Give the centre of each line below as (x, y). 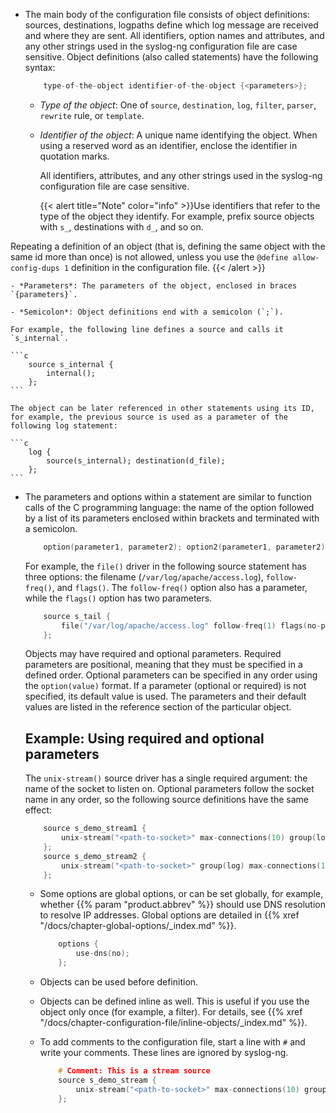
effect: (38, 810)
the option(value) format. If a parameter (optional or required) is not (165, 686)
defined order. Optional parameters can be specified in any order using (171, 675)
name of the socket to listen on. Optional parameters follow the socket (169, 789)
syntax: (40, 67)
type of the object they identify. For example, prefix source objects (177, 216)
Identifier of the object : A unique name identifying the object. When (178, 135)
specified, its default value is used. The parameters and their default (165, 696)
